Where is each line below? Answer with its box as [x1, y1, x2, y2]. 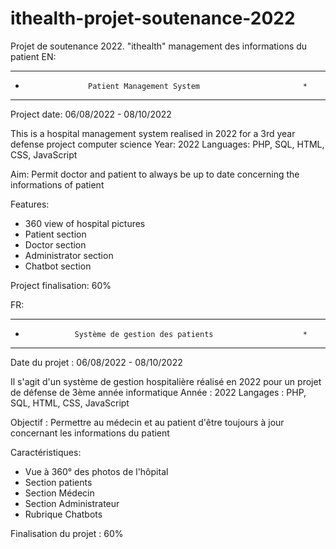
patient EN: [10, 50, 57, 62]
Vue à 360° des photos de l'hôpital [24, 465, 169, 477]
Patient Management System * [88, 81, 308, 91]
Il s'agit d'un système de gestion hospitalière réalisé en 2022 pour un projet [10, 375, 322, 387]
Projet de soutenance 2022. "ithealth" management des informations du [10, 40, 308, 52]
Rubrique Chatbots [24, 508, 103, 520]
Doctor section [24, 238, 87, 251]
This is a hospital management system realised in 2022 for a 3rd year [10, 127, 296, 139]
